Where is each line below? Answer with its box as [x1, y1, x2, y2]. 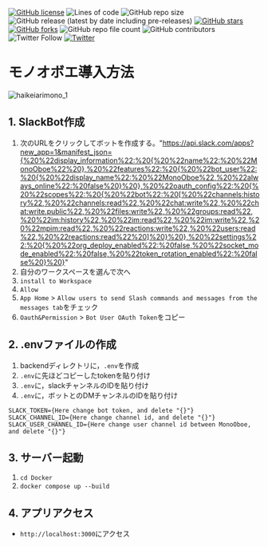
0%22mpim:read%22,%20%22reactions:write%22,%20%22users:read [19, 224, 256, 233]
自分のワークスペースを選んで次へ [19, 267, 131, 276]
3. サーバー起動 [8, 451, 84, 465]
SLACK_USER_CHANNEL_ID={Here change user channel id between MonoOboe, [8, 420, 251, 429]
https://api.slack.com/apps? [162, 138, 254, 148]
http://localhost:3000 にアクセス [19, 529, 130, 539]
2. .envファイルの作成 [8, 338, 117, 351]
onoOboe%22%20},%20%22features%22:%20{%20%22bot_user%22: [19, 164, 258, 173]
